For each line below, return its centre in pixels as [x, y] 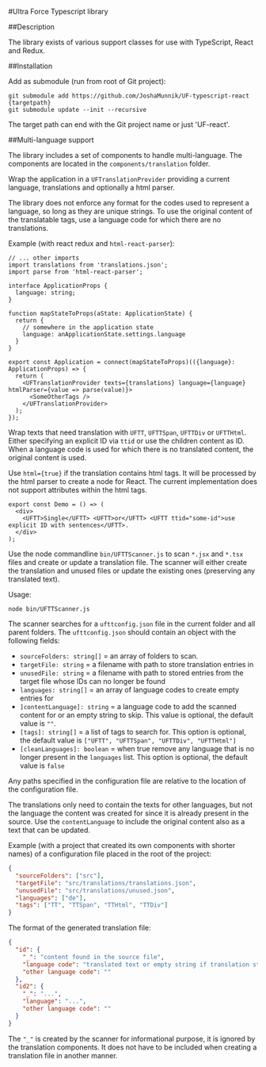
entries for [36, 698]
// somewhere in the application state [88, 328]
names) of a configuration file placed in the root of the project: [110, 854]
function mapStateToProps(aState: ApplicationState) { [101, 313]
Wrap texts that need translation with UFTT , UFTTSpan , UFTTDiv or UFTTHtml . [127, 432]
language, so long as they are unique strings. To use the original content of [131, 211]
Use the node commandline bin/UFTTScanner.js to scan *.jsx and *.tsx [126, 554]
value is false [42, 766]
